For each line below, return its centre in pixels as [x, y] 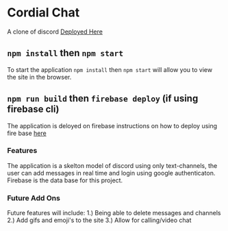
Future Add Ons [34, 198]
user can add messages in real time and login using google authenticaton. [111, 173]
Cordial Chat [43, 13]
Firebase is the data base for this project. [65, 180]
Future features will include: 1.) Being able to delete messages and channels [114, 213]
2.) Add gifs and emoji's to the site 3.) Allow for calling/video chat [99, 220]
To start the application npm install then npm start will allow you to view [110, 69]
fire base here [27, 133]
